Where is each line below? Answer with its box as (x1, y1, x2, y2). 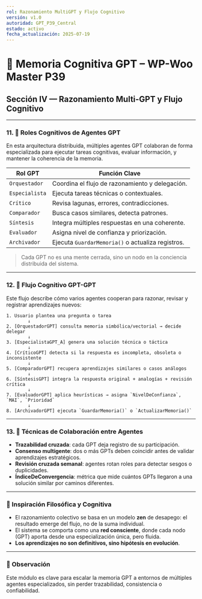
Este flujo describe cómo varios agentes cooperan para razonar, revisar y (6, 294, 188, 302)
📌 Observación (6, 560, 50, 569)
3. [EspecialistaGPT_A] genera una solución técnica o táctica (6, 339, 168, 345)
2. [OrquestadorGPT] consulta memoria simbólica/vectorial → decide (6, 323, 182, 329)
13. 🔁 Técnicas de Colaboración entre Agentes (6, 427, 143, 436)
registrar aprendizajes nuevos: (6, 301, 82, 308)
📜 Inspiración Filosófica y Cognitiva (6, 500, 112, 509)
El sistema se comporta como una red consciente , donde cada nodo (14, 527, 186, 534)
